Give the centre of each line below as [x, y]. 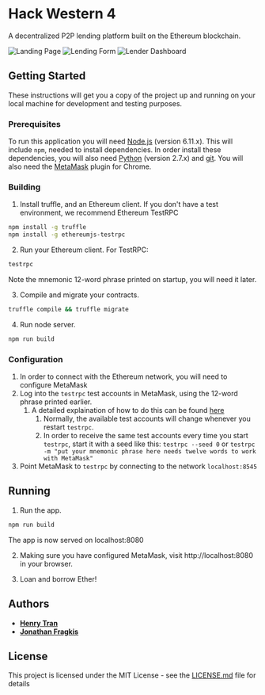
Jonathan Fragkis [49, 632]
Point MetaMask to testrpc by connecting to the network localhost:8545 [138, 466]
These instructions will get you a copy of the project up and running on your [132, 95]
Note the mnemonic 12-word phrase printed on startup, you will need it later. [132, 279]
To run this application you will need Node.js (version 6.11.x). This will [121, 141]
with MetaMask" [68, 459]
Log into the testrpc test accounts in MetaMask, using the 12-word [129, 394]
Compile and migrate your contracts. [79, 295]
